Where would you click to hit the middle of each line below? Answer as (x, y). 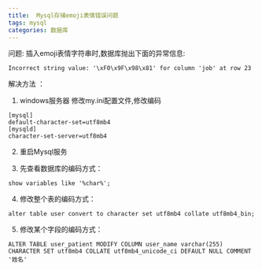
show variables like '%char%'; (59, 183)
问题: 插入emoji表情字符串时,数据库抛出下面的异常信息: (97, 54)
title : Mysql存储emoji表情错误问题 (63, 15)
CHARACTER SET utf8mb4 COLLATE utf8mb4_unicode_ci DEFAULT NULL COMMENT (130, 252)
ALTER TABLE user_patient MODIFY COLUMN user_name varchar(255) (116, 245)
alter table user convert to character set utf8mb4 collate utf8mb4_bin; (132, 214)
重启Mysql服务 (43, 152)
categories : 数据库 (38, 30)
